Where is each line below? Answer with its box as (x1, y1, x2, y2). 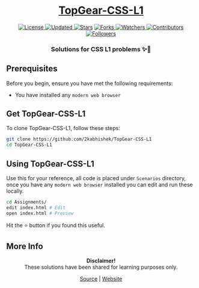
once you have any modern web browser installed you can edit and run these (6, 181, 194, 189)
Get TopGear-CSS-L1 (6, 109, 86, 119)
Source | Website (79, 275, 123, 283)
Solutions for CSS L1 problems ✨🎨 (51, 45, 152, 53)
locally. (6, 187, 24, 195)
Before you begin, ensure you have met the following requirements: (6, 80, 173, 87)
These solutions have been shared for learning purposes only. (24, 263, 178, 271)
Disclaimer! (86, 257, 116, 265)
